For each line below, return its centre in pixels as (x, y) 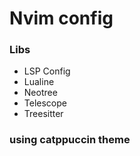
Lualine (39, 82)
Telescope (45, 103)
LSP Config (47, 71)
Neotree (40, 93)
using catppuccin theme (70, 140)
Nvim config (61, 18)
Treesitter (43, 114)
